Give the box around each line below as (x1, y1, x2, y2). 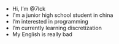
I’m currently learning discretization (12, 24, 102, 31)
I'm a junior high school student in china (12, 11, 113, 19)
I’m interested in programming (12, 18, 89, 25)
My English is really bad (12, 31, 72, 38)
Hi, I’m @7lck (12, 5, 46, 12)
